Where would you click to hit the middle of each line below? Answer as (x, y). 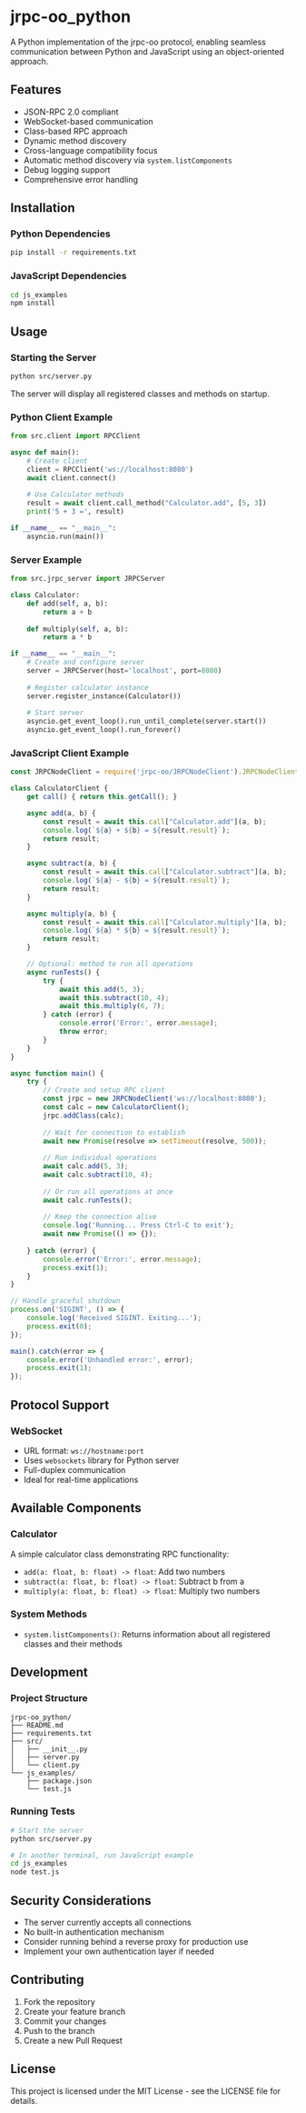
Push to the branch (59, 2030)
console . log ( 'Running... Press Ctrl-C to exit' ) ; (138, 1226)
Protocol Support (60, 1405)
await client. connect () (72, 478)
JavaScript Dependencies (69, 276)
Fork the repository (59, 2001)
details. (24, 2100)
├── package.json (59, 1781)
